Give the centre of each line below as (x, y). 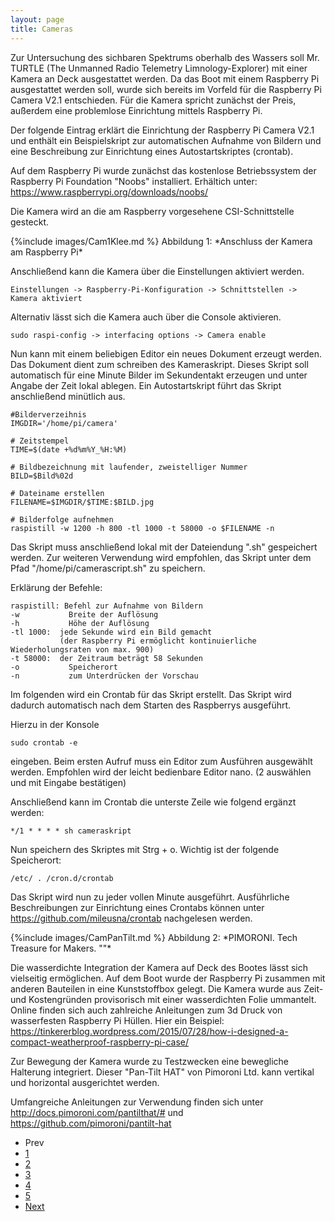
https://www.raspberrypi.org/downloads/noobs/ (109, 192)
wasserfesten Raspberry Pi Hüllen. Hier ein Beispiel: (117, 1020)
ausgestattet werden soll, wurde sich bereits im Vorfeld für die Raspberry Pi (166, 89)
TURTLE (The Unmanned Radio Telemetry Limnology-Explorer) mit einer (159, 68)
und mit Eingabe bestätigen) (68, 782)
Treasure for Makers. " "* (61, 948)
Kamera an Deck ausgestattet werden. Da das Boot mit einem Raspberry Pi (165, 78)
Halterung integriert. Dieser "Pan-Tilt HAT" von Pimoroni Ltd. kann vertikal (162, 1072)
